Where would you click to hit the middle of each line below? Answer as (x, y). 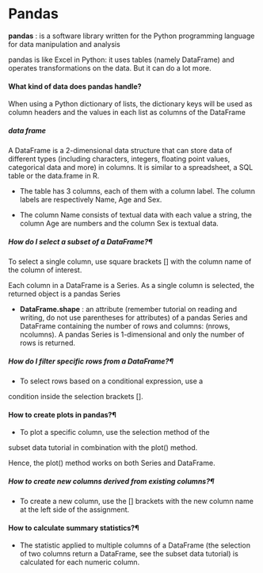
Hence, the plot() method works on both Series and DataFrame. (112, 463)
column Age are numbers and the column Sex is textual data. (119, 224)
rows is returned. (48, 343)
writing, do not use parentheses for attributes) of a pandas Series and (133, 317)
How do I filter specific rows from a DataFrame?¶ (91, 361)
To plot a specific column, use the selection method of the (114, 433)
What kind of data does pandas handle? (75, 86)
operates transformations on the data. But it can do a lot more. (110, 67)
